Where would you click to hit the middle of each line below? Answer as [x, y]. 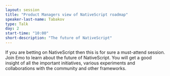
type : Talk [17, 24]
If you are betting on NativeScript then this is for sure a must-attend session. [85, 52]
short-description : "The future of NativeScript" [59, 38]
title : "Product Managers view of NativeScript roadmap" [67, 15]
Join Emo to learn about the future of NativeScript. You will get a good [79, 57]
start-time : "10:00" [27, 33]
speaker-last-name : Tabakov [35, 19]
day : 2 [12, 29]
